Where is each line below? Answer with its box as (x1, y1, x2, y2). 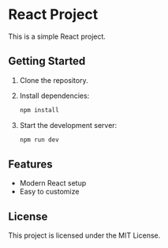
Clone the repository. (19, 75, 88, 85)
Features (8, 157, 53, 171)
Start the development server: (19, 120, 118, 130)
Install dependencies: (19, 91, 90, 100)
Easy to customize (19, 187, 80, 197)
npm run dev (19, 136, 59, 144)
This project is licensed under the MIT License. (8, 231, 161, 240)
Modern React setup (19, 178, 87, 188)
